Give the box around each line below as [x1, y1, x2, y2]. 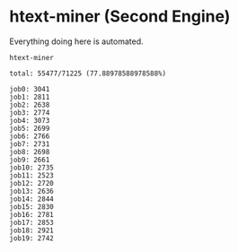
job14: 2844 [9, 195, 54, 204]
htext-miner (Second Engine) [9, 6, 231, 27]
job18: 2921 [9, 226, 54, 235]
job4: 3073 [9, 116, 50, 125]
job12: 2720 [9, 178, 54, 187]
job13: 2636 [9, 187, 54, 196]
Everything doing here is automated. [9, 36, 144, 47]
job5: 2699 [9, 124, 50, 133]
